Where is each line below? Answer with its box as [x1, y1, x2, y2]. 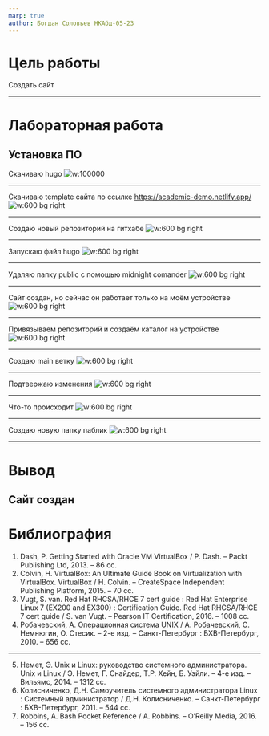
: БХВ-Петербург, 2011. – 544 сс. [19, 702, 130, 712]
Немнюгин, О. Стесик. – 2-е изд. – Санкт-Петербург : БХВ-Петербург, [19, 628, 259, 638]
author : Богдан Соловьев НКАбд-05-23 [8, 19, 134, 27]
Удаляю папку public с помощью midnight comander [8, 270, 187, 279]
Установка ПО [8, 148, 82, 161]
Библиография [8, 525, 112, 543]
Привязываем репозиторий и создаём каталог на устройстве [8, 324, 219, 334]
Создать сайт [8, 80, 54, 90]
